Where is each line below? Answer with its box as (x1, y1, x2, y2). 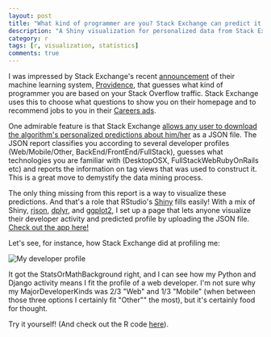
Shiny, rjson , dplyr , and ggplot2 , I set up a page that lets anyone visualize (8, 206, 252, 214)
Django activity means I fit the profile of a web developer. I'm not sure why (8, 278, 256, 287)
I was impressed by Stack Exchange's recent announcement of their (8, 72, 236, 81)
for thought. (8, 304, 48, 313)
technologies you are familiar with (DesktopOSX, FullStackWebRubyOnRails (8, 156, 260, 165)
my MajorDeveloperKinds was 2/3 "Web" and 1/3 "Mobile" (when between (8, 287, 256, 296)
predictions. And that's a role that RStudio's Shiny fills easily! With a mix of (8, 197, 256, 206)
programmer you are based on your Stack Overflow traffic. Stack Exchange (8, 89, 259, 98)
